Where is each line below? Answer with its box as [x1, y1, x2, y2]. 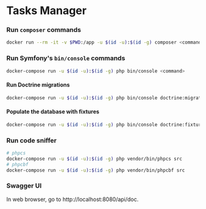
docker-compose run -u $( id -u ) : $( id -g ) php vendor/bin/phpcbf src [6, 167, 185, 173]
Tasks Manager [6, 4, 87, 18]
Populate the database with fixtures [6, 108, 100, 115]
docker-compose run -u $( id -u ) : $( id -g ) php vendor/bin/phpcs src [6, 156, 183, 162]
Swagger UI [6, 181, 42, 190]
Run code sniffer [6, 136, 57, 145]
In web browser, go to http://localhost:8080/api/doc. [6, 196, 139, 203]
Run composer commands [6, 26, 82, 34]
